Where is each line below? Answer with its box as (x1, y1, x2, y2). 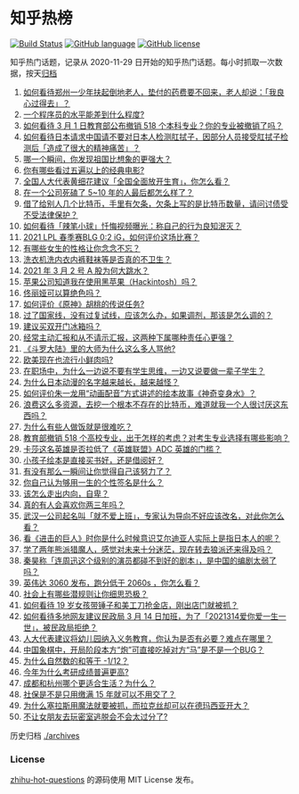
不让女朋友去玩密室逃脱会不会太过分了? (22, 711, 168, 722)
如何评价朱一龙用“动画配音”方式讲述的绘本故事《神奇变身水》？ (22, 387, 257, 398)
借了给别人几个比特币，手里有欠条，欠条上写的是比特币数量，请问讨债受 (22, 198, 288, 209)
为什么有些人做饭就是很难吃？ (22, 421, 133, 432)
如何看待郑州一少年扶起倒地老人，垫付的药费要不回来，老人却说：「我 (22, 87, 277, 97)
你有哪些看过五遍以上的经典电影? (22, 164, 145, 175)
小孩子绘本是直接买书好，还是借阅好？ (22, 454, 164, 465)
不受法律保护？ (22, 209, 78, 219)
